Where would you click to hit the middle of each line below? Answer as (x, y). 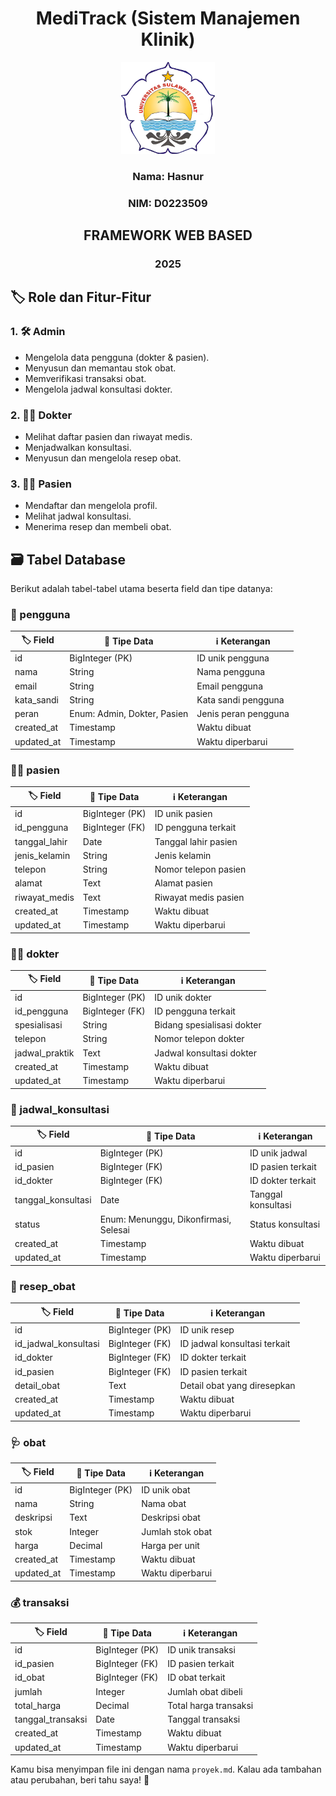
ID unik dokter (183, 997)
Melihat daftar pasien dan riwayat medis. (108, 436)
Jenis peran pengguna (243, 714)
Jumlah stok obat (177, 1531)
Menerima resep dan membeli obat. (98, 527)
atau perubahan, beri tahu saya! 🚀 (80, 1780)
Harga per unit (170, 1545)
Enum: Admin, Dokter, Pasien (129, 714)
